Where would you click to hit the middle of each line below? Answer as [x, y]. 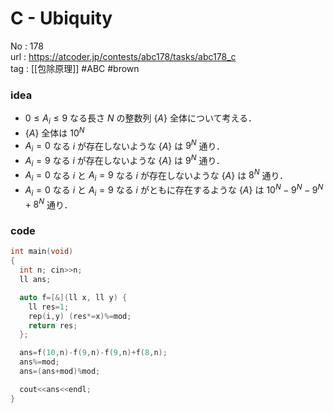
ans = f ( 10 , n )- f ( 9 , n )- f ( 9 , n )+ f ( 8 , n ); [93, 353]
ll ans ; [35, 280]
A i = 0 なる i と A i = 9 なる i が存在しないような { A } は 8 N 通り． [156, 175]
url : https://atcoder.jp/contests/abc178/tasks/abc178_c [123, 56]
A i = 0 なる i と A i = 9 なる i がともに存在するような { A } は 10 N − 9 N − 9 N [174, 190]
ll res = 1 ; [49, 307]
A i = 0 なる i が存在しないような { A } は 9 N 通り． [125, 146]
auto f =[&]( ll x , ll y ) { [73, 297]
